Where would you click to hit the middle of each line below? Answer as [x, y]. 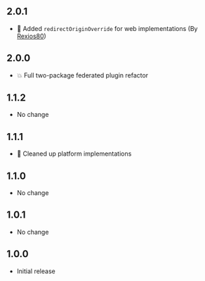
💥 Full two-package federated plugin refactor [82, 75]
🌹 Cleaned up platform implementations [74, 154]
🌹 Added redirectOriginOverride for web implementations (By [107, 28]
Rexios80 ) [31, 36]
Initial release [36, 271]
